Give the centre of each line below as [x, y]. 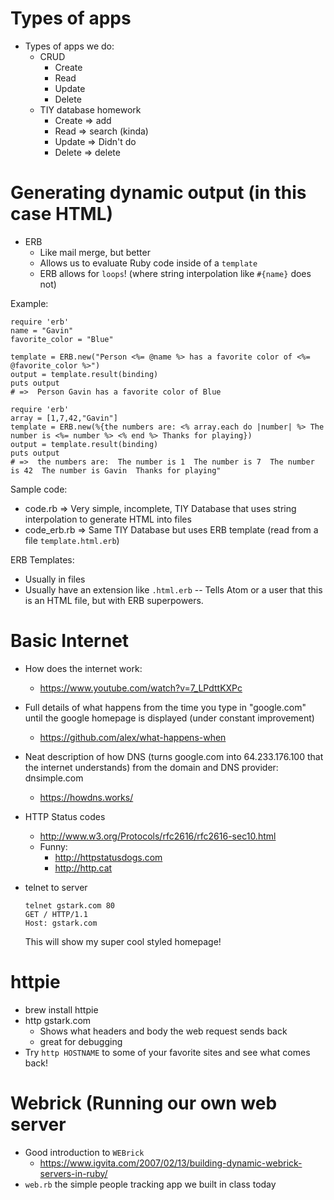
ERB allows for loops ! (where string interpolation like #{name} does [175, 273]
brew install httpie [61, 1009]
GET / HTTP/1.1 [56, 914]
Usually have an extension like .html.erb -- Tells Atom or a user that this [173, 589]
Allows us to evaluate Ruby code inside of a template [148, 263]
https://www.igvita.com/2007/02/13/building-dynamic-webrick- [171, 1163]
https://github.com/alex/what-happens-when [133, 737]
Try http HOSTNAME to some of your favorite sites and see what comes [167, 1052]
